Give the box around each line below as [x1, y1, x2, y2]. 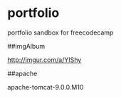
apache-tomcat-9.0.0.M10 [7, 82, 84, 91]
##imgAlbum [7, 42, 46, 50]
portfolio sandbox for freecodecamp [7, 28, 114, 37]
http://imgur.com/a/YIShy [7, 55, 82, 64]
